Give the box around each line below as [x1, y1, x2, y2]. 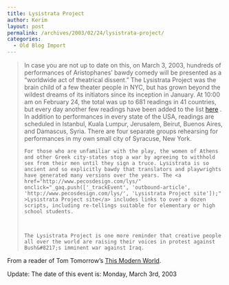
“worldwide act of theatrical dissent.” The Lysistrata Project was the [23, 76, 217, 83]
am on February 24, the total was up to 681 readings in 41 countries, [23, 98, 217, 106]
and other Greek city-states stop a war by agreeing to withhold [23, 154, 215, 161]
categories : [7, 36, 41, 43]
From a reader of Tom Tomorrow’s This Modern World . [7, 257, 162, 264]
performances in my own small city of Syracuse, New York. [23, 135, 193, 142]
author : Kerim [7, 17, 48, 23]
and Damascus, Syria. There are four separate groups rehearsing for [23, 127, 219, 135]
